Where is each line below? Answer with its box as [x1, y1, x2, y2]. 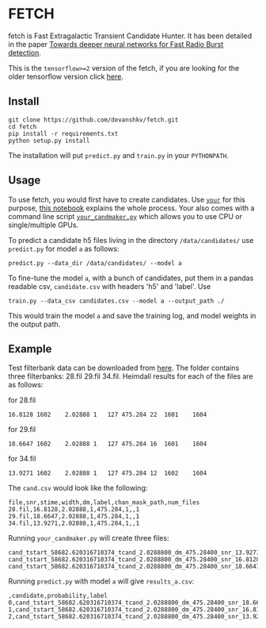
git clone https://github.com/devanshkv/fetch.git [8, 116, 179, 124]
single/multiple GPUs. [8, 220, 79, 229]
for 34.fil [8, 454, 36, 464]
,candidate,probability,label [8, 592, 108, 600]
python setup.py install [8, 137, 90, 144]
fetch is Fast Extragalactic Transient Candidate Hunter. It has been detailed [8, 31, 253, 40]
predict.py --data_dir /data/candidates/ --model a [8, 259, 182, 267]
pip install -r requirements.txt [8, 129, 119, 137]
